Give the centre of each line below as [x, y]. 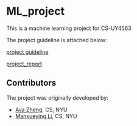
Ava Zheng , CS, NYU [41, 109]
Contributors [31, 83]
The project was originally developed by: [57, 98]
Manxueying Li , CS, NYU [46, 116]
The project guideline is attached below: [57, 40]
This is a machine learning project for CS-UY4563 [69, 28]
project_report [24, 64]
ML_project [36, 11]
